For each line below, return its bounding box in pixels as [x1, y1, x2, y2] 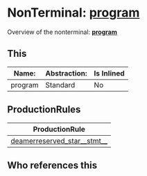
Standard [44, 80, 76, 89]
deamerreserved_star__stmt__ [10, 136, 107, 146]
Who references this [7, 159, 98, 171]
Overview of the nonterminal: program [7, 28, 118, 36]
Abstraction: [44, 68, 88, 78]
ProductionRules [7, 104, 81, 116]
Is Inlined [94, 68, 125, 78]
